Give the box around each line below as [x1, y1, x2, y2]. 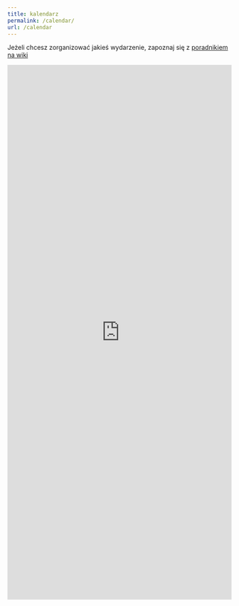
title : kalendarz [7, 10, 59, 18]
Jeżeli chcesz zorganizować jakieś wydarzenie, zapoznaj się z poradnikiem [7, 43, 228, 52]
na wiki [7, 51, 28, 59]
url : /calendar [7, 24, 53, 31]
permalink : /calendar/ [7, 17, 75, 24]
